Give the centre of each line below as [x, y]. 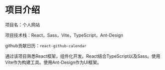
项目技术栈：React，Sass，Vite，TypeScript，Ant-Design [64, 35]
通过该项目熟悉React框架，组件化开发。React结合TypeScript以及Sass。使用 [83, 56]
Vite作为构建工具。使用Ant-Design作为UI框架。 [53, 62]
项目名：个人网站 [23, 25]
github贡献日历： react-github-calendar [46, 45]
